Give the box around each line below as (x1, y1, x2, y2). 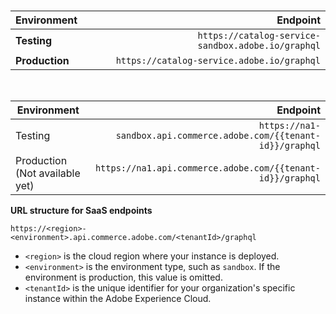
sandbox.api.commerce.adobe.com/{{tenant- (115, 130, 321, 141)
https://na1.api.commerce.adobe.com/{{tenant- (94, 163, 321, 174)
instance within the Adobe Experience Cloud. (24, 293, 212, 304)
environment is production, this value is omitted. (24, 271, 223, 283)
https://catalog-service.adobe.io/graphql (115, 55, 321, 66)
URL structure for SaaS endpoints (10, 205, 153, 216)
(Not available (15, 166, 81, 180)
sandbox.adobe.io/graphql (197, 40, 321, 51)
